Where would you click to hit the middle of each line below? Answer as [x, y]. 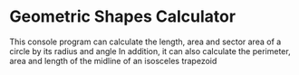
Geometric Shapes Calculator [123, 17]
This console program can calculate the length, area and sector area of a [145, 42]
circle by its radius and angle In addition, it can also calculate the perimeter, [150, 51]
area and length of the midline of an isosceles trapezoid [113, 61]
